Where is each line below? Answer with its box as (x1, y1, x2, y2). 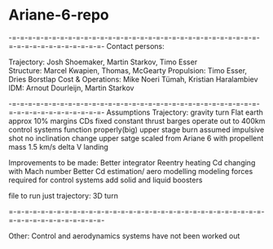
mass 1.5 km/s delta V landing (8, 142, 108, 151)
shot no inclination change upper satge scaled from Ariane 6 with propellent (8, 133, 264, 143)
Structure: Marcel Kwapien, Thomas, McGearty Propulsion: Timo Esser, (8, 65, 247, 75)
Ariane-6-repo (8, 6, 109, 24)
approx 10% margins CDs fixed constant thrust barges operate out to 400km (8, 116, 266, 125)
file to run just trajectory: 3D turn (8, 190, 118, 200)
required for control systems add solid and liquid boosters (8, 175, 203, 185)
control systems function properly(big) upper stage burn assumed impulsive (8, 124, 265, 134)
